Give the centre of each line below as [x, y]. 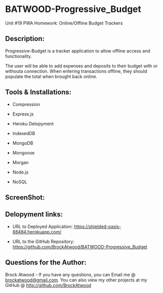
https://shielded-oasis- [97, 226]
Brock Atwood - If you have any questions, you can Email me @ [70, 274]
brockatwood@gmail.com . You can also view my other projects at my [76, 280]
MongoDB [23, 143]
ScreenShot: [25, 197]
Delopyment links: [34, 214]
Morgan [20, 162]
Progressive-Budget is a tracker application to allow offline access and [78, 50]
